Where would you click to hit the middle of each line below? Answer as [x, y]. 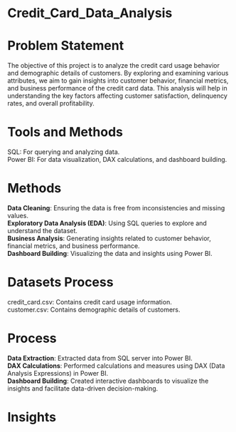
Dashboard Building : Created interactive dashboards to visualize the [108, 381]
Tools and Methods [65, 132]
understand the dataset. [43, 231]
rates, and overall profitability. [51, 103]
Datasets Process [60, 282]
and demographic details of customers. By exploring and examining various [118, 73]
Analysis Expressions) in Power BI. [58, 373]
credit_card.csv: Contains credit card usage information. [90, 302]
